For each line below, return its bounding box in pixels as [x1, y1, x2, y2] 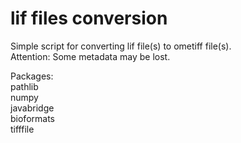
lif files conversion [10, 7, 168, 30]
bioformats [10, 112, 55, 124]
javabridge [10, 102, 55, 114]
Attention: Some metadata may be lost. [10, 50, 171, 62]
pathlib [10, 80, 39, 92]
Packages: [10, 70, 54, 82]
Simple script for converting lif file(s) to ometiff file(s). [10, 40, 232, 52]
